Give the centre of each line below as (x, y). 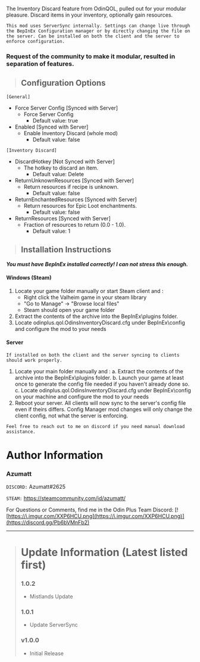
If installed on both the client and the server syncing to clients (93, 355)
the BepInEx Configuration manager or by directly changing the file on (98, 31)
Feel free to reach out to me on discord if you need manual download (96, 426)
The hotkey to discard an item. (61, 168)
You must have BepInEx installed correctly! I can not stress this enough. (97, 264)
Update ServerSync (54, 625)
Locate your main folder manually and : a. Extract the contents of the (99, 371)
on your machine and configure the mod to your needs (82, 396)
